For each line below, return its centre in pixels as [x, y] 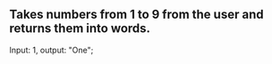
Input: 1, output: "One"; [51, 50]
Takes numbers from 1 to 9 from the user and [136, 15]
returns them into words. [80, 29]
